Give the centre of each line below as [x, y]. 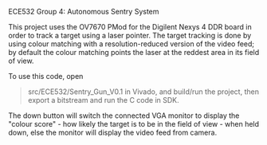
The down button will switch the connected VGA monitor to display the [124, 116]
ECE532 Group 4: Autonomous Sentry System [84, 12]
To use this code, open [46, 76]
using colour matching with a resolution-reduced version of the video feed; [132, 44]
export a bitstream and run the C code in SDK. [103, 100]
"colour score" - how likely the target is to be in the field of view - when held [134, 124]
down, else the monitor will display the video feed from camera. [113, 132]
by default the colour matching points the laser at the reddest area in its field [134, 52]
